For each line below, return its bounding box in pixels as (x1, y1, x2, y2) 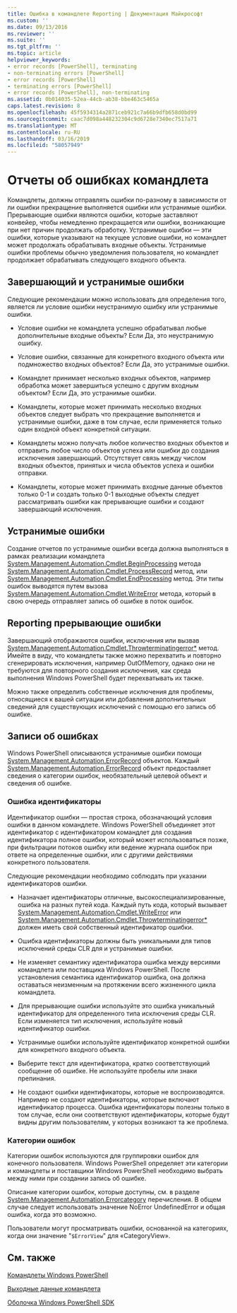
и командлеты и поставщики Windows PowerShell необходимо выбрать (7, 1166, 224, 1174)
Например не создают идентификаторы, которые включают (17, 1095, 200, 1104)
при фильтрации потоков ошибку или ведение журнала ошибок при (7, 843, 213, 851)
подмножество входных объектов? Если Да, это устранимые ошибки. (17, 360, 230, 368)
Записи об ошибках (7, 730, 99, 742)
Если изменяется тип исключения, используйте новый (17, 1016, 183, 1025)
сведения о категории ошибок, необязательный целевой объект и (7, 771, 207, 780)
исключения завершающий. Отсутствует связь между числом (17, 453, 207, 462)
